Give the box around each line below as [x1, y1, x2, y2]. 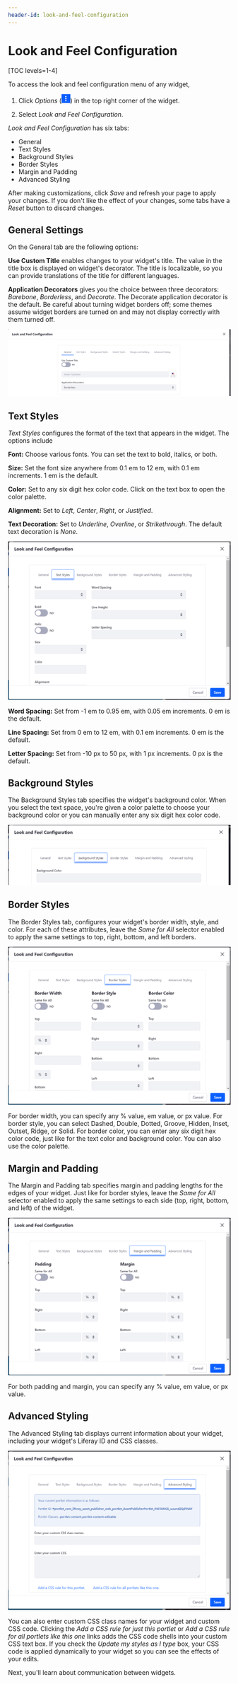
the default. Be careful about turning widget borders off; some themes [8, 301, 213, 309]
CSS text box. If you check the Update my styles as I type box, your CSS [8, 1639, 220, 1648]
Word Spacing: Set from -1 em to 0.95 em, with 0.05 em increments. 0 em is [8, 707, 230, 715]
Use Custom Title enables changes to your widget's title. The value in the [8, 257, 222, 265]
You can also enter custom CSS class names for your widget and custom [8, 1617, 220, 1625]
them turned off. [8, 315, 55, 324]
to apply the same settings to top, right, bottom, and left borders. [8, 932, 196, 941]
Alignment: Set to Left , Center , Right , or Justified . [8, 506, 153, 515]
